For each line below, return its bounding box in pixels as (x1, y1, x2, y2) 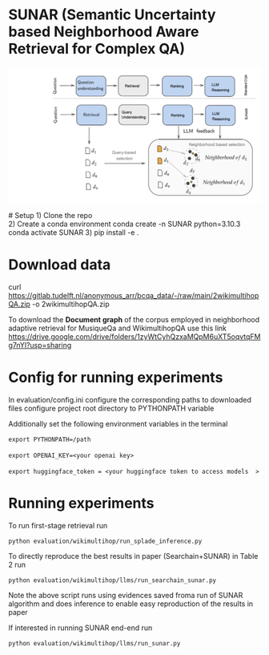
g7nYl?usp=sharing (8, 341, 72, 350)
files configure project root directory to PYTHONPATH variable (8, 403, 215, 413)
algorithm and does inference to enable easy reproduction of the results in (8, 599, 254, 609)
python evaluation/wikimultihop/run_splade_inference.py (8, 537, 203, 545)
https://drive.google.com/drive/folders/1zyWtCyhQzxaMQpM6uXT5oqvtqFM (8, 332, 261, 342)
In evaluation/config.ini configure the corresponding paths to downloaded (8, 395, 252, 404)
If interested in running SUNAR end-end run (8, 623, 153, 633)
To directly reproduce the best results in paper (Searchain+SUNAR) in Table (8, 551, 259, 560)
